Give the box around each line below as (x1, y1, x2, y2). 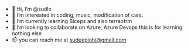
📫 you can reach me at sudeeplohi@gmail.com (11, 36, 127, 43)
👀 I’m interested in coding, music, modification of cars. (11, 12, 143, 18)
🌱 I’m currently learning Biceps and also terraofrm (11, 18, 132, 24)
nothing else (11, 30, 42, 37)
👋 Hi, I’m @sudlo (11, 6, 52, 12)
